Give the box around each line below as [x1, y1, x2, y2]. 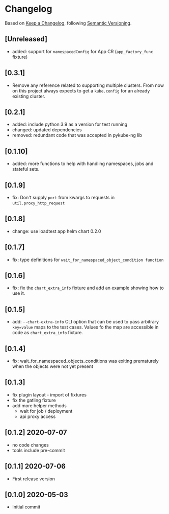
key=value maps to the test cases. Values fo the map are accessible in [12, 324, 159, 330]
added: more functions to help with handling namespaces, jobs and [12, 160, 154, 167]
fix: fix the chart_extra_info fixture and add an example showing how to [12, 285, 164, 291]
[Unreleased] [5, 35, 48, 43]
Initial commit [12, 504, 41, 510]
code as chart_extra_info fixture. [12, 330, 83, 336]
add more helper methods [12, 402, 67, 409]
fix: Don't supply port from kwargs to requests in [12, 195, 115, 200]
